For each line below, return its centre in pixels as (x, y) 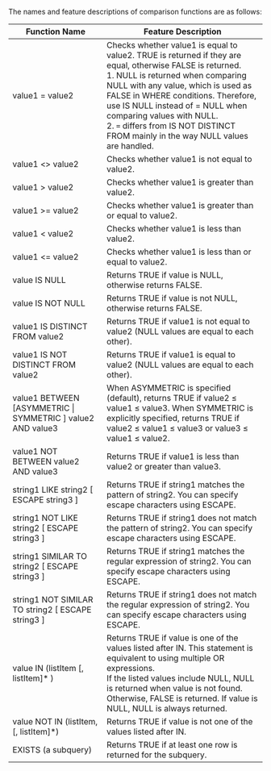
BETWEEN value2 (46, 461)
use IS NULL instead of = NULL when (177, 106)
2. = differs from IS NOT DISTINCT (171, 126)
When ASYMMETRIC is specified (169, 388)
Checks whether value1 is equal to (172, 45)
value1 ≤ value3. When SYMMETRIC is (180, 408)
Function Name (56, 31)
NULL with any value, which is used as (179, 85)
